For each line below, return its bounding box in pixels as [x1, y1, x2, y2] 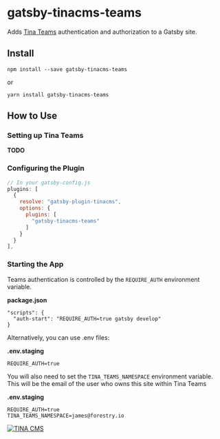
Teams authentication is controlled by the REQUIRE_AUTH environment [7, 275, 200, 283]
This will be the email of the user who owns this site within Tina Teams [7, 379, 207, 387]
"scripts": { [7, 309, 45, 316]
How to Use [7, 110, 58, 122]
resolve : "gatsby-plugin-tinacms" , [19, 198, 122, 205]
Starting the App [7, 260, 64, 269]
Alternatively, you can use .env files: [7, 333, 110, 342]
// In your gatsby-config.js [7, 179, 91, 186]
